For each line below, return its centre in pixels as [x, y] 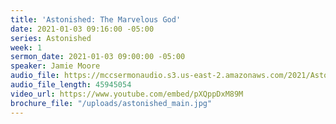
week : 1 [26, 47]
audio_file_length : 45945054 [71, 85]
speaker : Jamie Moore [55, 66]
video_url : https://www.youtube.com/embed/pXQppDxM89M [127, 94]
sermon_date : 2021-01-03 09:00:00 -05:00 [98, 57]
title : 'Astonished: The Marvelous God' [96, 19]
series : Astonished [51, 38]
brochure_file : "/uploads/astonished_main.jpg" [111, 103]
